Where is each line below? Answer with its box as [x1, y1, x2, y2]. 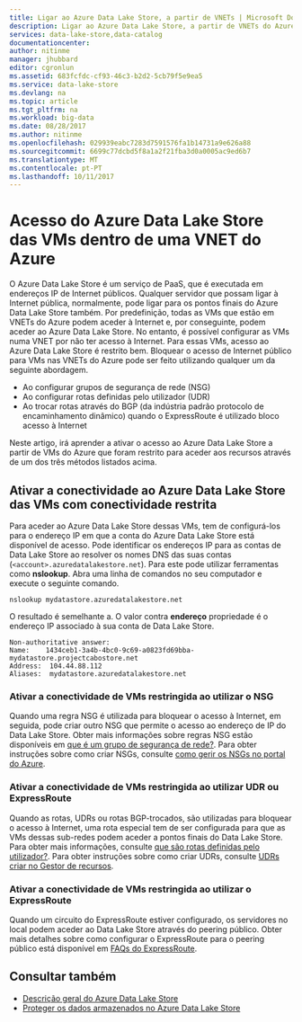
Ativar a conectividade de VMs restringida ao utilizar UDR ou [9, 781, 280, 794]
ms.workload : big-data [9, 113, 94, 122]
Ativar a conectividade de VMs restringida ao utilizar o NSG [9, 689, 274, 702]
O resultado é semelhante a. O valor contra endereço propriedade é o [9, 611, 269, 621]
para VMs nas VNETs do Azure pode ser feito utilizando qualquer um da [9, 355, 276, 366]
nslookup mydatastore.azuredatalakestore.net [9, 595, 182, 604]
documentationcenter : [9, 38, 91, 48]
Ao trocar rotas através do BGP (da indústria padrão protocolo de [22, 401, 264, 412]
